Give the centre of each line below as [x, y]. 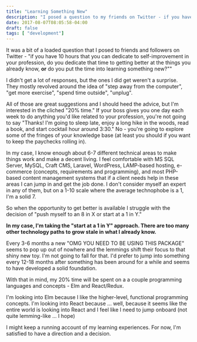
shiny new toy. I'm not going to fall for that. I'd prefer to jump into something [98, 256]
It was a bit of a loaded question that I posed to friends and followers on [93, 50]
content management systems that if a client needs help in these [101, 178]
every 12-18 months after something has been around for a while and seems [98, 262]
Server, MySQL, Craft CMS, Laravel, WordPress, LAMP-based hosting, [91, 166]
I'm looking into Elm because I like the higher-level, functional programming [97, 297]
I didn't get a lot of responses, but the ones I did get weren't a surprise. [92, 81]
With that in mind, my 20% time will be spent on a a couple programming [94, 280]
